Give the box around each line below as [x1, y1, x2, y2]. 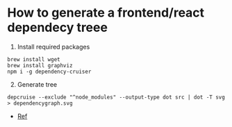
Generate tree [17, 80, 58, 88]
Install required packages [17, 42, 90, 51]
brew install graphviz [7, 62, 73, 69]
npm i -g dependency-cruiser [7, 68, 92, 75]
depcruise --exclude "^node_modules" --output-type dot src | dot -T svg [7, 94, 226, 101]
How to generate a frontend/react [7, 5, 205, 21]
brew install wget [7, 56, 60, 63]
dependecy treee [7, 19, 108, 35]
